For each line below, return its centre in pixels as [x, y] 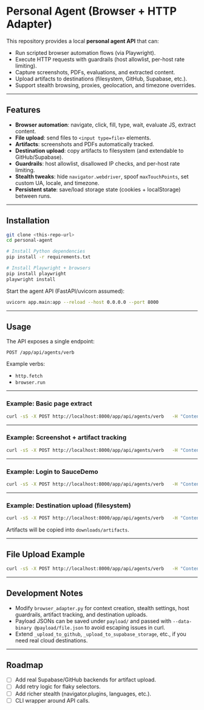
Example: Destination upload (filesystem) [69, 505]
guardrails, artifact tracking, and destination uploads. [81, 614]
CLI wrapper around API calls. [52, 700]
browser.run [30, 383]
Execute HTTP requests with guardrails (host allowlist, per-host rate [100, 59]
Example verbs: [26, 364]
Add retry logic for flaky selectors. [58, 687]
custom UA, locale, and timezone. [57, 183]
